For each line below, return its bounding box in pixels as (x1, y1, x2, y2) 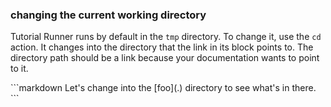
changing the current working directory (10, 8, 207, 22)
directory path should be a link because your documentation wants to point (10, 52, 320, 64)
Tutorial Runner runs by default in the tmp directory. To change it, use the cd (10, 31, 322, 43)
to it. (10, 63, 29, 75)
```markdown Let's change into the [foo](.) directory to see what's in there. (10, 82, 317, 94)
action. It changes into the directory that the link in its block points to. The (10, 41, 314, 53)
